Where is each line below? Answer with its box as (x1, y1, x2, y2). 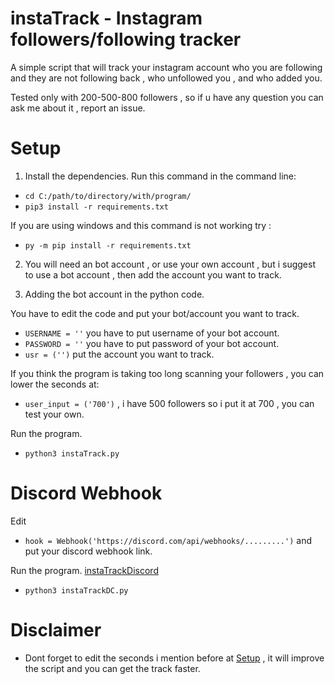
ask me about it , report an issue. (10, 102, 146, 114)
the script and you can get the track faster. (24, 662, 201, 674)
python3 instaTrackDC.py (24, 585, 129, 596)
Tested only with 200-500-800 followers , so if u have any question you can (10, 91, 324, 103)
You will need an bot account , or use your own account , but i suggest (24, 258, 316, 270)
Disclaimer (10, 619, 102, 641)
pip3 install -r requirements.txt (24, 202, 169, 212)
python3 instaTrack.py (24, 448, 120, 459)
